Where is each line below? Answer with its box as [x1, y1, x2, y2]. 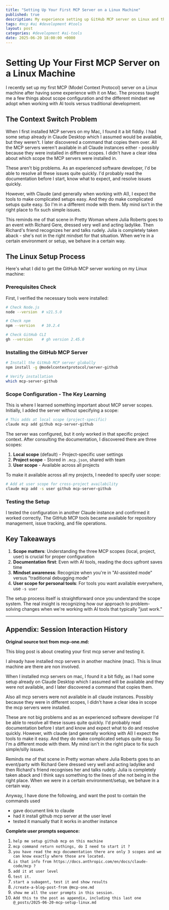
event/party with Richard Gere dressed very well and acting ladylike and [6, 761, 155, 767]
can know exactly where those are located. [13, 854, 106, 859]
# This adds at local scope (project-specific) [6, 417, 107, 423]
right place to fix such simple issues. [6, 207, 82, 213]
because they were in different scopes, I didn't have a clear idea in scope [6, 699, 157, 705]
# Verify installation [6, 374, 53, 379]
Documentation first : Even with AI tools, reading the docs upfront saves [13, 559, 162, 565]
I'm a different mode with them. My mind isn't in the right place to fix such [6, 740, 158, 747]
